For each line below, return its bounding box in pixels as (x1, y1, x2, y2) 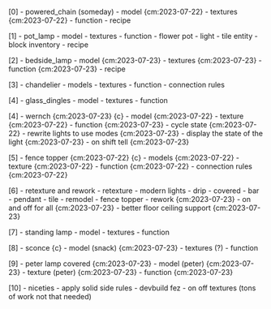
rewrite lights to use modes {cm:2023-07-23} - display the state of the (27, 129, 264, 138)
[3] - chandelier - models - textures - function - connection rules (8, 80, 226, 89)
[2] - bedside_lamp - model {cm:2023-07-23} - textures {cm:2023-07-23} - (8, 56, 262, 65)
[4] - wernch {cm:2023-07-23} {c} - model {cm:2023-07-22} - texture (8, 111, 244, 121)
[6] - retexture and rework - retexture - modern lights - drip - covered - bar (8, 186, 260, 195)
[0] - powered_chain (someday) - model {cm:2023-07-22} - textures (8, 7, 238, 16)
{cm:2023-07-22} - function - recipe (8, 15, 131, 25)
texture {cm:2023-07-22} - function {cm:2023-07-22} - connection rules (8, 161, 253, 171)
